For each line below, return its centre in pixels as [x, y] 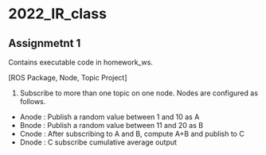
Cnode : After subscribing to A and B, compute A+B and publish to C [132, 134]
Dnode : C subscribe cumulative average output [98, 142]
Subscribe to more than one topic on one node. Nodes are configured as [139, 93]
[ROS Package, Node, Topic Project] [68, 77]
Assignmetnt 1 [45, 43]
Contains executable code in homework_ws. [81, 62]
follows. [33, 101]
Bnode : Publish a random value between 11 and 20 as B [111, 125]
